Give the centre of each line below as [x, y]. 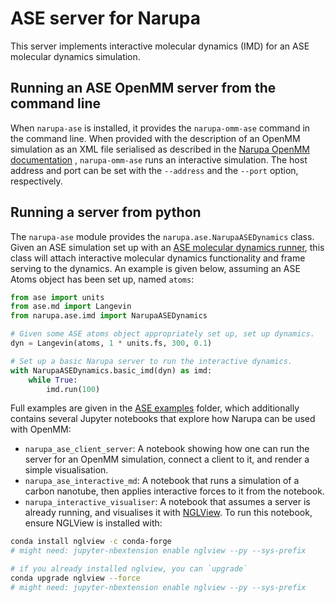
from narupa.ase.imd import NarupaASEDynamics [109, 316]
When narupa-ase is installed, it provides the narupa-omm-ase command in [160, 128]
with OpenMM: [41, 429]
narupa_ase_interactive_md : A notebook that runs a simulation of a [162, 481]
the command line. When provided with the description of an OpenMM [155, 138]
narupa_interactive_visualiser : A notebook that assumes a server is [167, 502]
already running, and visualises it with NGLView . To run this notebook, [168, 513]
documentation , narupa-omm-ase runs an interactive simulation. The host [159, 159]
